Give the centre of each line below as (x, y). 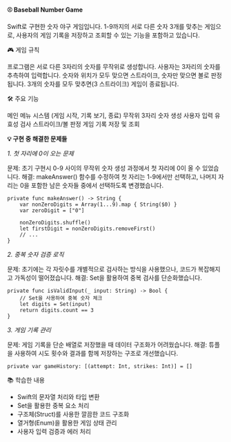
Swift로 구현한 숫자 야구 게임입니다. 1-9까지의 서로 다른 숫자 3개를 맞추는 (105, 27)
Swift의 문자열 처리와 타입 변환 (58, 397)
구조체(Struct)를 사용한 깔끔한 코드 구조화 (73, 414)
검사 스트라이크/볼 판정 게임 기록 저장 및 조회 (80, 124)
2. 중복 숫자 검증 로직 (36, 254)
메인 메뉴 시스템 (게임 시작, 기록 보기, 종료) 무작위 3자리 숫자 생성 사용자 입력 (110, 115)
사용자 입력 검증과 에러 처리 (54, 431)
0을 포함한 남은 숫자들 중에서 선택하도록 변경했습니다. (92, 185)
